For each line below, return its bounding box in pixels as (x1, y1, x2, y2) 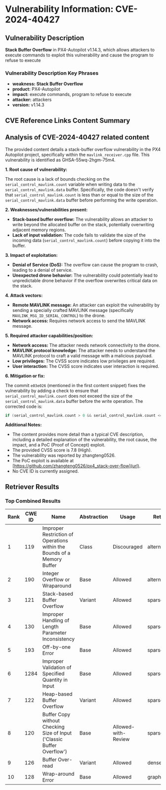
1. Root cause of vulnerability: (5, 166, 68, 172)
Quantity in (42, 677, 68, 684)
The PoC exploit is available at (12, 458, 74, 464)
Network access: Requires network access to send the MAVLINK (12, 318, 146, 324)
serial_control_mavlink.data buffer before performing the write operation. (5, 197, 158, 203)
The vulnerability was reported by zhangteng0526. (12, 452, 116, 458)
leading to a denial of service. (12, 267, 73, 273)
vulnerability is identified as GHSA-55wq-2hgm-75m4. (5, 157, 116, 163)
